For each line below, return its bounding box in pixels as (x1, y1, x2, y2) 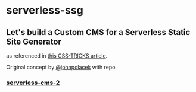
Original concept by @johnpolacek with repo (6, 64, 116, 71)
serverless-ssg (6, 4, 83, 17)
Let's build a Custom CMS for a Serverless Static (6, 27, 191, 37)
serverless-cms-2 (6, 78, 60, 87)
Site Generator (6, 36, 61, 46)
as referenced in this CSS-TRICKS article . (6, 52, 108, 59)
